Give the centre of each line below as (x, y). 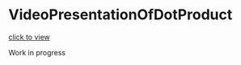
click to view (29, 37)
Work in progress (37, 52)
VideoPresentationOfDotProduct (120, 15)
